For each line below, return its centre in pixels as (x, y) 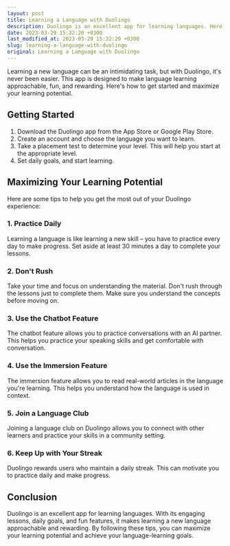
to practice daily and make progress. (59, 475)
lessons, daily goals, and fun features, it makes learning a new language (109, 521)
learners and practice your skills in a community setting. (87, 435)
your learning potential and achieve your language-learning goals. (100, 536)
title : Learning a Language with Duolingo (69, 20)
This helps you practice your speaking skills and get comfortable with (105, 341)
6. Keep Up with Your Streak (55, 453)
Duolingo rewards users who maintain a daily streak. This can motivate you (113, 468)
